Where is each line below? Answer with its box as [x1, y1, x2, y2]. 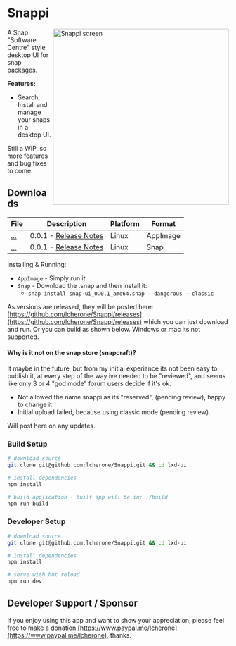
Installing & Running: [7, 260, 67, 268]
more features [7, 151, 48, 160]
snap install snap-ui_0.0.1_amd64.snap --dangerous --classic [27, 290, 214, 297]
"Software [7, 35, 37, 44]
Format [150, 218, 176, 228]
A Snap [7, 28, 29, 37]
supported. [7, 333, 39, 341]
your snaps [17, 115, 51, 124]
